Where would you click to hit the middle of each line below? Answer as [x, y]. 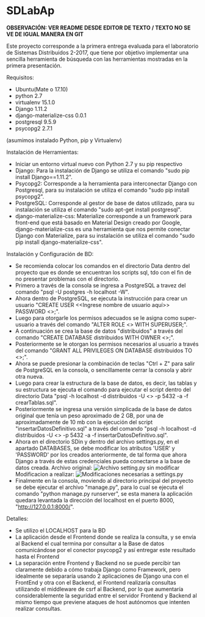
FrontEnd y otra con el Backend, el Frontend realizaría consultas [95, 582]
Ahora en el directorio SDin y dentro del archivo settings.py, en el [97, 441]
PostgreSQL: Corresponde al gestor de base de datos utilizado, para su [105, 203]
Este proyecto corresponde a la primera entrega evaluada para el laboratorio [103, 46]
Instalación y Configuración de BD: [50, 254]
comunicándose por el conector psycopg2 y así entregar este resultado [105, 550]
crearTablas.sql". [36, 403]
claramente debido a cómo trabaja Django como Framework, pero [98, 569]
